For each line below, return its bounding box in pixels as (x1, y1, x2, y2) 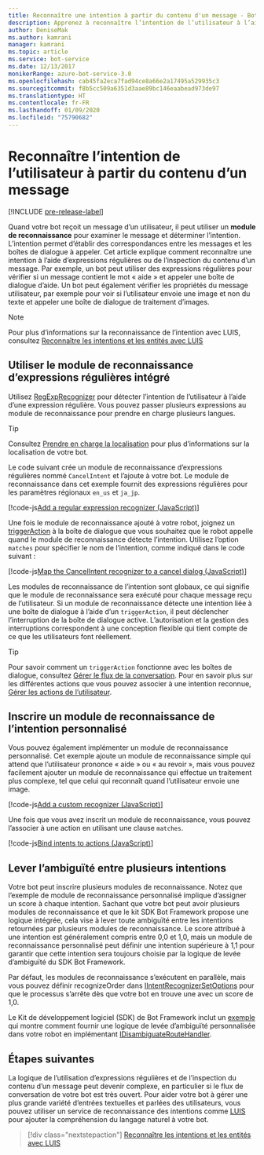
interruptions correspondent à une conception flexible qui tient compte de (8, 623, 247, 633)
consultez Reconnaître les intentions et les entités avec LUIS (8, 335, 203, 345)
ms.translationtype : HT (8, 92, 86, 100)
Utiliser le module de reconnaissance (8, 359, 194, 372)
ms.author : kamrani (8, 33, 72, 42)
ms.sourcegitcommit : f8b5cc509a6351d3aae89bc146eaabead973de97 (8, 84, 220, 93)
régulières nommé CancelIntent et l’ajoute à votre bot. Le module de (8, 470, 229, 480)
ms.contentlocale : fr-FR (8, 99, 90, 107)
